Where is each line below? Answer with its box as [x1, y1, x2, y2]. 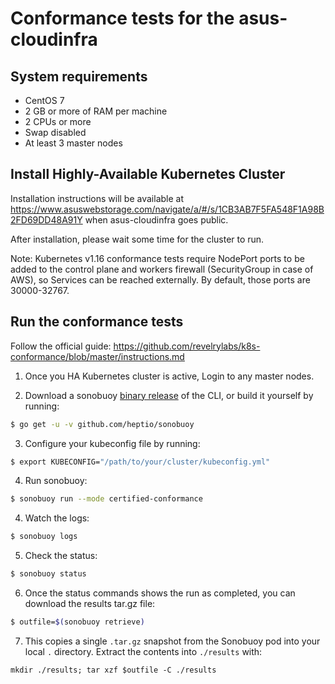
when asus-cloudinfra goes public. [84, 213, 229, 226]
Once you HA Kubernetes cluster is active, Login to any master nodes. [24, 370, 315, 382]
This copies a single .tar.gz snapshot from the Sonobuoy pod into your [24, 635, 321, 647]
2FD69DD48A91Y [10, 213, 83, 226]
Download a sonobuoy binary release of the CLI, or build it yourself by [24, 389, 314, 401]
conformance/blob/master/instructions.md [10, 350, 185, 362]
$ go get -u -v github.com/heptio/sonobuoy [10, 419, 195, 429]
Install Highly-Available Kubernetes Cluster [10, 166, 286, 183]
